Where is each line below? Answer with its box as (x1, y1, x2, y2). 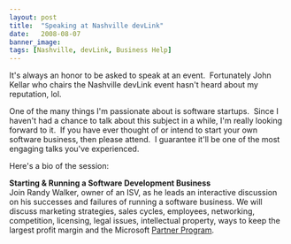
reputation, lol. (9, 89, 62, 100)
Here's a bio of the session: (9, 161, 110, 172)
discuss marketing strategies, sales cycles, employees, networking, (9, 206, 255, 217)
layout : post (9, 12, 57, 22)
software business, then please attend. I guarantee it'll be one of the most (9, 134, 280, 145)
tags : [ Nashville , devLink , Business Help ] (9, 46, 172, 55)
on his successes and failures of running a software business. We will (9, 196, 263, 208)
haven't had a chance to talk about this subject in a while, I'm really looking (9, 116, 283, 126)
